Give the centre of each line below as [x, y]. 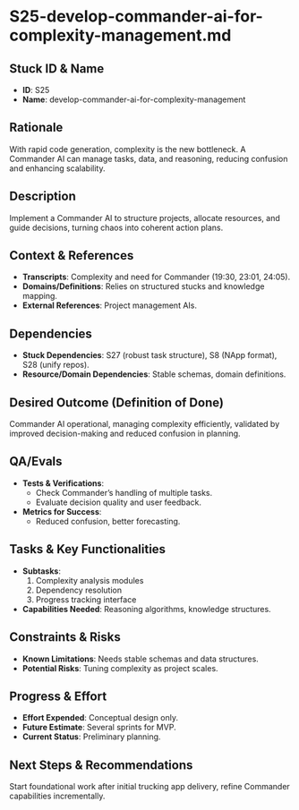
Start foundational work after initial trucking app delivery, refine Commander [150, 787]
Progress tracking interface [86, 599]
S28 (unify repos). [56, 365]
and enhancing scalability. [57, 168]
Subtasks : [41, 571]
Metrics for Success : [62, 511]
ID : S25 [36, 90]
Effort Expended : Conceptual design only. [100, 718]
